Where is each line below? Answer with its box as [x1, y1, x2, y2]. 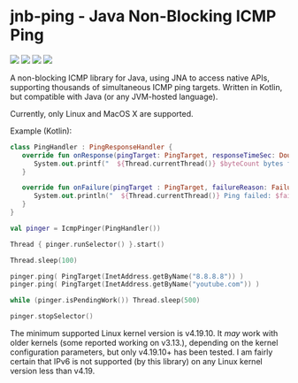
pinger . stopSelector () [10, 312, 94, 321]
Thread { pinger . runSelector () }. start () [10, 240, 165, 249]
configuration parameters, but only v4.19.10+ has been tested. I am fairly [10, 347, 273, 357]
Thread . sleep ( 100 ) [10, 256, 78, 264]
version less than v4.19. [10, 365, 96, 377]
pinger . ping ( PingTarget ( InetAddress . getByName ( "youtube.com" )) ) [10, 280, 260, 289]
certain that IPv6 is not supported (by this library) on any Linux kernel [10, 356, 264, 367]
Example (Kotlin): [10, 126, 73, 136]
